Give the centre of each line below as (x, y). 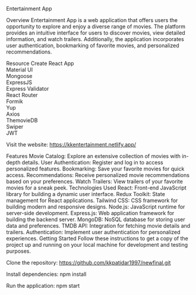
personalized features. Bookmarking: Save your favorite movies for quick (95, 169)
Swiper (15, 127)
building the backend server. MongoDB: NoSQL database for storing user (96, 219)
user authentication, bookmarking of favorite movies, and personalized (93, 45)
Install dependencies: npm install (46, 274)
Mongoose (19, 76)
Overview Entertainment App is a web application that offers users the (92, 20)
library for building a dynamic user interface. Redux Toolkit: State (86, 194)
